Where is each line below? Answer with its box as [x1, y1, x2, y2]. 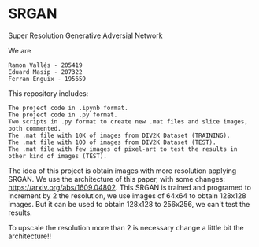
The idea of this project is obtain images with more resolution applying [8, 166, 237, 175]
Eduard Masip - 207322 [8, 68, 83, 76]
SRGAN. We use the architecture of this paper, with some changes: [8, 174, 226, 183]
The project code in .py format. [8, 111, 118, 119]
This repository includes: [8, 88, 89, 98]
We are [8, 46, 31, 55]
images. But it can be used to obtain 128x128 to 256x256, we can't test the [8, 199, 250, 208]
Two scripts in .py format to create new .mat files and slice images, [8, 117, 248, 126]
